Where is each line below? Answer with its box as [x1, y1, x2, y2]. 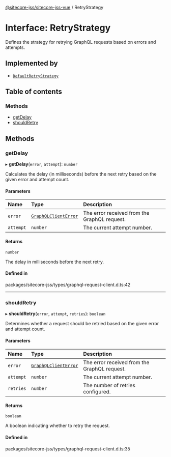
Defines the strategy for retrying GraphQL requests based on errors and [5, 39, 156, 45]
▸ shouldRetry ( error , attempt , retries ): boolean [5, 310, 106, 317]
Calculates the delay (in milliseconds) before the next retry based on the [5, 171, 157, 177]
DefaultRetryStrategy [12, 73, 59, 78]
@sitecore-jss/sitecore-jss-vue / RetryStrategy [5, 5, 104, 10]
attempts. [5, 44, 25, 50]
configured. [83, 388, 111, 395]
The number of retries [83, 382, 136, 389]
